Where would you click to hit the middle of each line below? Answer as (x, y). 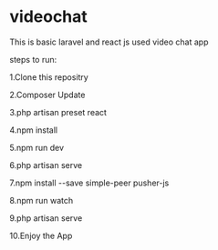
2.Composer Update (47, 95)
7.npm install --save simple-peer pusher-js (89, 183)
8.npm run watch (42, 200)
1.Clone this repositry (49, 77)
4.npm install (33, 130)
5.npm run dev (37, 147)
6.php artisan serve (46, 165)
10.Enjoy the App (41, 235)
